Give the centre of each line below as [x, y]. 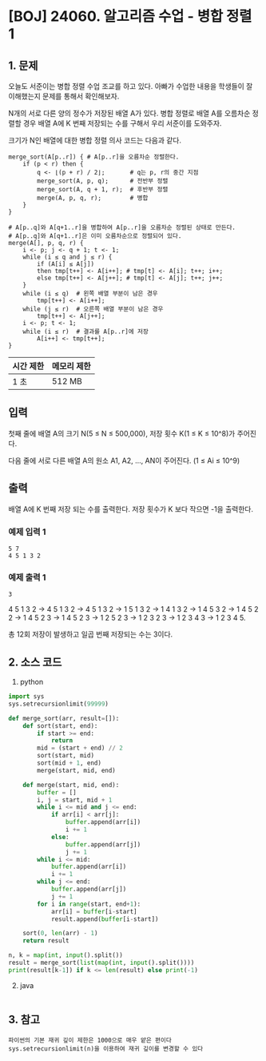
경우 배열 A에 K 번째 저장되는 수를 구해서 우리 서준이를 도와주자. [122, 123]
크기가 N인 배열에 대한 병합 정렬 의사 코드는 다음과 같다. [95, 140]
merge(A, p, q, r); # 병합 [93, 198]
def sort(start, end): [60, 725]
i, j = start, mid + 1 [75, 800]
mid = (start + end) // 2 [80, 748]
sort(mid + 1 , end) [69, 763]
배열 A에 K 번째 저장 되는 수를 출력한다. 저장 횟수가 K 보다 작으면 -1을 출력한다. [131, 508]
